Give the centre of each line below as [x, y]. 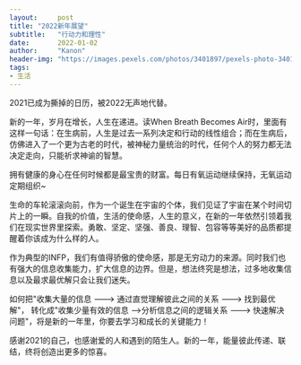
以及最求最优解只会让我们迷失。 [76, 280]
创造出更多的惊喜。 [76, 352]
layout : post [42, 17]
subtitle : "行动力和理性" [57, 34]
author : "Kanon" [48, 51]
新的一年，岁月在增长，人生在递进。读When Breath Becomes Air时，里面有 [148, 121]
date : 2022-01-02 [54, 43]
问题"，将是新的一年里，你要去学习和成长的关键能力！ [109, 321]
